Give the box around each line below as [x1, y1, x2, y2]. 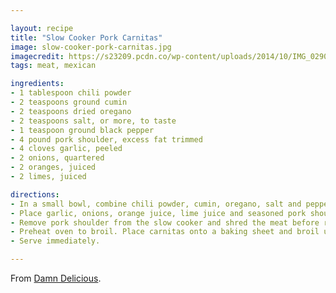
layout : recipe [10, 23, 74, 33]
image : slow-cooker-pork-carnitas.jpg [10, 42, 172, 52]
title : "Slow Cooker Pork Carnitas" [10, 32, 163, 43]
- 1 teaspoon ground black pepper [10, 125, 155, 135]
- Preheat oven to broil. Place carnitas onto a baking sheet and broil [10, 227, 320, 237]
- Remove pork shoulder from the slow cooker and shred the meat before [10, 217, 320, 228]
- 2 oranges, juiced [10, 162, 97, 173]
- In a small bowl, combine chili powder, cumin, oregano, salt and [10, 199, 302, 209]
